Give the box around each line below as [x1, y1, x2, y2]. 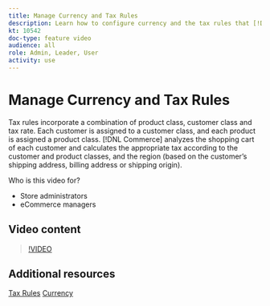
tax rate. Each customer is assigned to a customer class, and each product [8, 126, 256, 135]
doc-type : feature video [8, 34, 92, 42]
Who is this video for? [8, 175, 80, 185]
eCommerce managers [19, 199, 96, 209]
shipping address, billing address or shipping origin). [8, 159, 182, 169]
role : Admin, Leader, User [8, 49, 99, 57]
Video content [8, 223, 82, 236]
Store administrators [19, 191, 88, 200]
